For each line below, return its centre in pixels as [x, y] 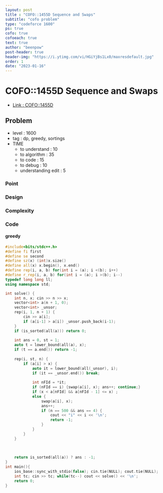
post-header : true [24, 52]
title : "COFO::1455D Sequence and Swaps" [50, 15]
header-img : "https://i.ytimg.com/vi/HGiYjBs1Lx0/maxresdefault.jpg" [80, 57]
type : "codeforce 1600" [30, 24]
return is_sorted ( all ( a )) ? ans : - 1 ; [55, 457]
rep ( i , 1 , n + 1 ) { [35, 312]
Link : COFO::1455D [33, 105]
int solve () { [20, 293]
